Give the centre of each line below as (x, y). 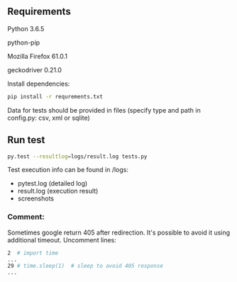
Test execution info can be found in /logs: (68, 170)
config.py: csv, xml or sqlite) (49, 118)
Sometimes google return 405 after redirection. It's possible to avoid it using (119, 232)
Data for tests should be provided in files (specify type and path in (104, 110)
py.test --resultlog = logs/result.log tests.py (77, 156)
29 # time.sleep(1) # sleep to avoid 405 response (85, 266)
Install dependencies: (39, 84)
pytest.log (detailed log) (53, 184)
